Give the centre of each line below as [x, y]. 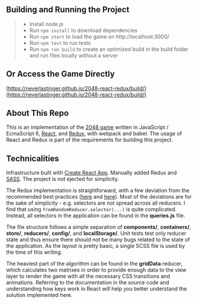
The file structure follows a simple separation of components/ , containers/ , [98, 227]
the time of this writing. [34, 252]
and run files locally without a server [74, 55]
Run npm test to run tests [60, 43]
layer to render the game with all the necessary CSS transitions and [88, 276]
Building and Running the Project [68, 10]
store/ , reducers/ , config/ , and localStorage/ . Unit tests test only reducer [96, 234]
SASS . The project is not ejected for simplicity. [63, 179]
